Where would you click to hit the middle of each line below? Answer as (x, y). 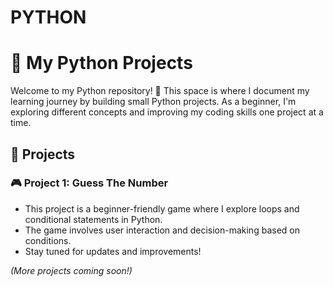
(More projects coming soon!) (71, 270)
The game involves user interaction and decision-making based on (162, 230)
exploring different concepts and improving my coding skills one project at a (167, 112)
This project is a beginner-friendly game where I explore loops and (162, 208)
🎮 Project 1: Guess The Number (89, 183)
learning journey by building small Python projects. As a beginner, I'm (153, 102)
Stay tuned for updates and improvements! (113, 251)
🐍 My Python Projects (101, 63)
